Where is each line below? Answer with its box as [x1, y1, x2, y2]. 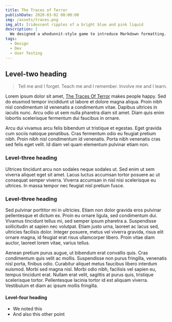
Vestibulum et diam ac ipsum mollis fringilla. [5, 282, 99, 289]
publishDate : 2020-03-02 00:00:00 [5, 12, 80, 17]
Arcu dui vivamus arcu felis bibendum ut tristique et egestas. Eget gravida [5, 125, 162, 131]
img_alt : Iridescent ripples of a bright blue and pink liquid [5, 22, 144, 27]
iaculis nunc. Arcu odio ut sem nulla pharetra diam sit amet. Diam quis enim [5, 110, 164, 116]
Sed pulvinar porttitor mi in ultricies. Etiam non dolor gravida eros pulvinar [5, 207, 162, 213]
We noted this [12, 306, 43, 312]
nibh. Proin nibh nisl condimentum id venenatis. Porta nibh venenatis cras [5, 136, 161, 142]
